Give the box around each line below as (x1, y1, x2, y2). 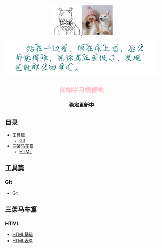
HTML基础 (12, 231, 33, 238)
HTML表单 (12, 238, 33, 244)
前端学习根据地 (59, 86, 104, 94)
